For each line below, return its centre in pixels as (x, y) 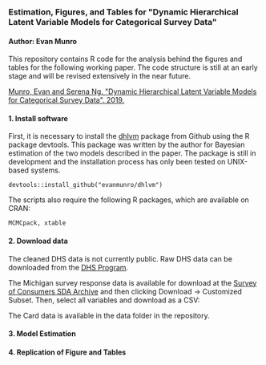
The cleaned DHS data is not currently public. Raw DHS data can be (120, 258)
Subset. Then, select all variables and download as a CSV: (104, 300)
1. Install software (38, 118)
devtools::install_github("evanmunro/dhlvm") (85, 185)
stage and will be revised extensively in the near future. (99, 76)
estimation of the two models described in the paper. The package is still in (132, 153)
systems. (46, 170)
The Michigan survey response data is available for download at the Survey (133, 282)
